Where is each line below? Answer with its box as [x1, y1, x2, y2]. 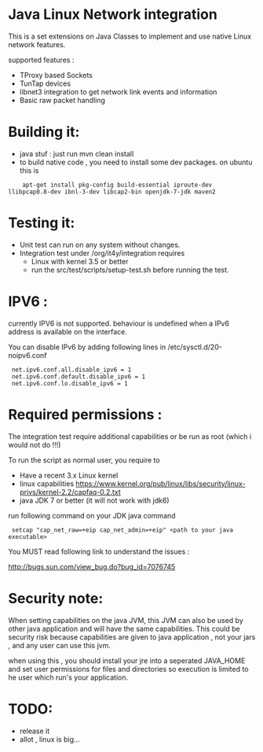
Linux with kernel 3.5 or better [31, 256, 129, 266]
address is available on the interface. [8, 326, 127, 336]
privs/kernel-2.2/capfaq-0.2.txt [19, 487, 121, 496]
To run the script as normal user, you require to [8, 455, 160, 465]
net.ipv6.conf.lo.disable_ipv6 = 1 [11, 379, 128, 387]
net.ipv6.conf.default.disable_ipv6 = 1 [11, 372, 146, 381]
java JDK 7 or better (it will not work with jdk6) [19, 496, 170, 505]
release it [19, 726, 50, 735]
